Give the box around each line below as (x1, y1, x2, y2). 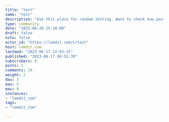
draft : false (5, 30, 33, 35)
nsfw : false (5, 35, 30, 40)
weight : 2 (5, 72, 26, 77)
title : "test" (5, 7, 35, 12)
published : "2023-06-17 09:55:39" (5, 53, 78, 59)
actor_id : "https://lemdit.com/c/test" (5, 40, 89, 45)
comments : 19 (5, 68, 33, 73)
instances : (5, 91, 28, 96)
